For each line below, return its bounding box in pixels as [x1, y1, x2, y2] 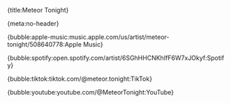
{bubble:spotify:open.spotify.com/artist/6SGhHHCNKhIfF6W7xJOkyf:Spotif [7, 54, 225, 62]
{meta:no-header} [7, 19, 59, 27]
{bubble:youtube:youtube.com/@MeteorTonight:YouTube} [7, 88, 174, 96]
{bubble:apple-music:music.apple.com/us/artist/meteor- [7, 33, 170, 41]
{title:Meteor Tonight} [7, 6, 69, 14]
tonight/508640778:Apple [7, 40, 82, 48]
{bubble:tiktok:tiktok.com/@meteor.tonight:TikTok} [7, 74, 152, 83]
